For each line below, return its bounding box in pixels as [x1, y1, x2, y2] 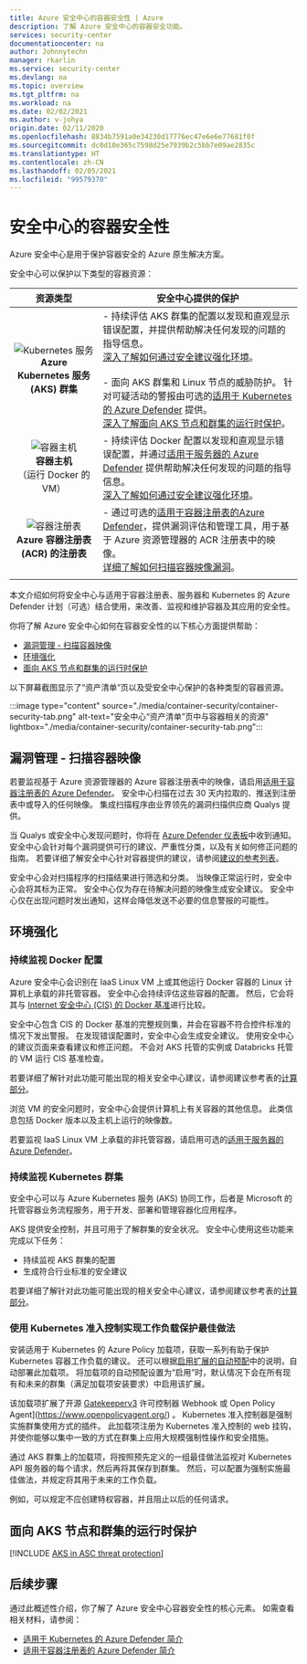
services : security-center [9, 30, 112, 39]
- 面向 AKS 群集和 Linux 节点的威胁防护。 [102, 376, 281, 389]
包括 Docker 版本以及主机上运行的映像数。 [16, 1114, 178, 1125]
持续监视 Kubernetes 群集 [9, 1170, 123, 1183]
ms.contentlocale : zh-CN [9, 157, 104, 167]
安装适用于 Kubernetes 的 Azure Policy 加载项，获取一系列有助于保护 [9, 1344, 270, 1355]
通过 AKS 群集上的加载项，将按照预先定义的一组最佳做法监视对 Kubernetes [9, 1451, 292, 1462]
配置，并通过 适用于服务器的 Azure [111, 448, 259, 461]
